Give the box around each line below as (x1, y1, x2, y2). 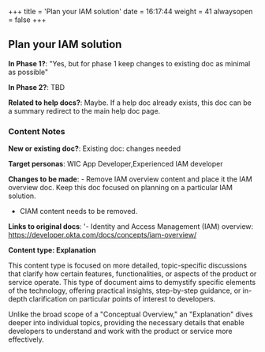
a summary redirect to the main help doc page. (8, 106, 161, 115)
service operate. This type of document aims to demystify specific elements (8, 278, 256, 287)
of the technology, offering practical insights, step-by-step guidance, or (8, 286, 241, 295)
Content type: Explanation (8, 245, 96, 255)
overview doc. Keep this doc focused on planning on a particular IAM (8, 183, 233, 193)
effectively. (8, 335, 45, 344)
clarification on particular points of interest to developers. (28, 294, 216, 304)
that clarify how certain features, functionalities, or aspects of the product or (8, 269, 257, 279)
